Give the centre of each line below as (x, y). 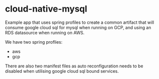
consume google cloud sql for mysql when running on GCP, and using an (78, 27)
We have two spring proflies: (34, 42)
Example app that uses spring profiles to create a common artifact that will (79, 22)
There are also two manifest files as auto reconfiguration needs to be (74, 66)
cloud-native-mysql (46, 9)
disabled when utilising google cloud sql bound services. (62, 71)
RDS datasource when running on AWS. (45, 32)
